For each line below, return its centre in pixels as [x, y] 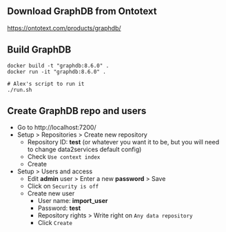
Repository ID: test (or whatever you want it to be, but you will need [123, 142]
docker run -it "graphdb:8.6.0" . [57, 72]
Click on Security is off [63, 186]
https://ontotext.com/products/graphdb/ [64, 28]
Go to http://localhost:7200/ [56, 128]
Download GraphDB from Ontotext [82, 11]
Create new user [51, 193]
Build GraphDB [39, 50]
